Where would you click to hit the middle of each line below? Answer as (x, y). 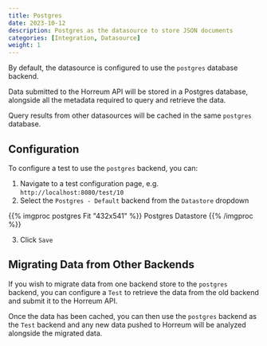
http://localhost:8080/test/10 (72, 192)
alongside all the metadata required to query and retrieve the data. (117, 100)
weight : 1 (25, 45)
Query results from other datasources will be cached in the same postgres (130, 115)
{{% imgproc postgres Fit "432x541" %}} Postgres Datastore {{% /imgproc (131, 216)
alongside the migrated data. (55, 333)
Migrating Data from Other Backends (102, 264)
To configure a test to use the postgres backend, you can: (103, 168)
